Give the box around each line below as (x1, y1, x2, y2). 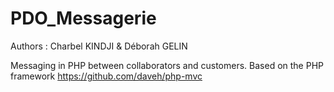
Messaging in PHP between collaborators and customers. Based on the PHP (10, 59, 325, 71)
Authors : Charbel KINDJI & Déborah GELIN (10, 40, 188, 52)
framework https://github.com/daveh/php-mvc (10, 70, 203, 82)
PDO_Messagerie (10, 7, 157, 30)
